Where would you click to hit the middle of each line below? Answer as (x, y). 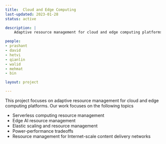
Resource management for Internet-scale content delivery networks (81, 136)
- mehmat (14, 69)
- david (13, 50)
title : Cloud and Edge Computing (41, 10)
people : (13, 41)
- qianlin (15, 60)
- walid (13, 64)
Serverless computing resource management (58, 115)
